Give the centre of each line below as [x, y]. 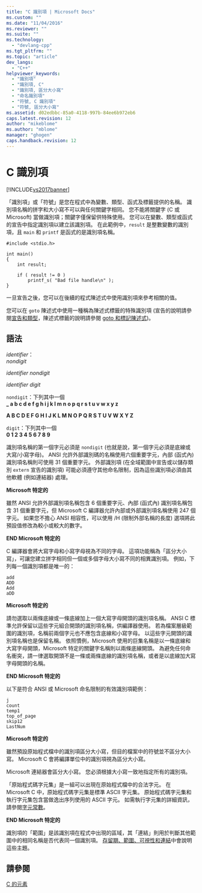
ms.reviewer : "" [26, 29]
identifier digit [23, 384]
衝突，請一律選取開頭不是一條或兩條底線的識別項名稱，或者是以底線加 [98, 656]
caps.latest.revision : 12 [38, 118]
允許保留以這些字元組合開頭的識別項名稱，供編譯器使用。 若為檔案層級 [99, 625]
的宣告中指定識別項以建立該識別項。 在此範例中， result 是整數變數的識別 [97, 224]
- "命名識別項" [28, 96]
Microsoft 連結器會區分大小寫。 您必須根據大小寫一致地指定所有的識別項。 [99, 771]
